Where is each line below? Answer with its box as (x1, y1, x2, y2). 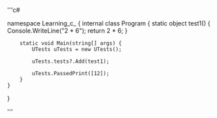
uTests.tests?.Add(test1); (32, 58, 110, 65)
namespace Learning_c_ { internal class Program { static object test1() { (7, 19, 211, 27)
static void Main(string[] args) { (19, 40, 122, 47)
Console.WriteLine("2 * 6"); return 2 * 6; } (7, 27, 128, 35)
